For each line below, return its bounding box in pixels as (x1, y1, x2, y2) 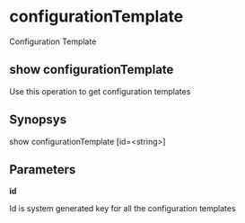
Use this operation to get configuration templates (9, 85, 191, 96)
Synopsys (9, 112, 67, 128)
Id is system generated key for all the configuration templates (9, 203, 236, 214)
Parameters (9, 162, 76, 177)
